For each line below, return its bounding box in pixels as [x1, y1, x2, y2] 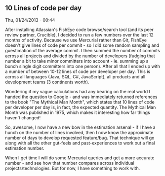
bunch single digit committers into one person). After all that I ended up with [5, 63, 161, 69]
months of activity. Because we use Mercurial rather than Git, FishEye [5, 37, 147, 43]
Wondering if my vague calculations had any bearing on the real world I [5, 88, 151, 94]
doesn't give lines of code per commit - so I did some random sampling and [5, 42, 160, 48]
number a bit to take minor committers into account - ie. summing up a [5, 58, 149, 64]
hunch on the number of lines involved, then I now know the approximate [5, 129, 154, 135]
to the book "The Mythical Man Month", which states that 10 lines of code [5, 99, 155, 105]
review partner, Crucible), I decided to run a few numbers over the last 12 [5, 32, 154, 37]
